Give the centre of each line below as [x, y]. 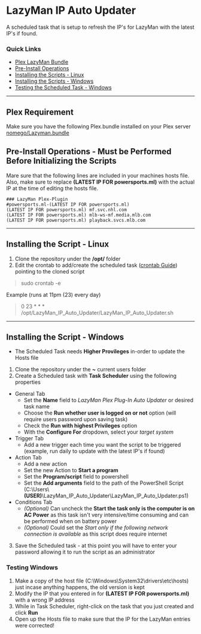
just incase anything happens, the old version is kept [80, 587]
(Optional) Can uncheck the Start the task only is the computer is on [109, 509]
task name [36, 407]
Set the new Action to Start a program [71, 470]
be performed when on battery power [70, 521]
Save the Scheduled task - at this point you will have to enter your [96, 546]
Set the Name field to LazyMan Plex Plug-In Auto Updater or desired [108, 400]
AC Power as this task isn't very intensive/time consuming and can [106, 515]
